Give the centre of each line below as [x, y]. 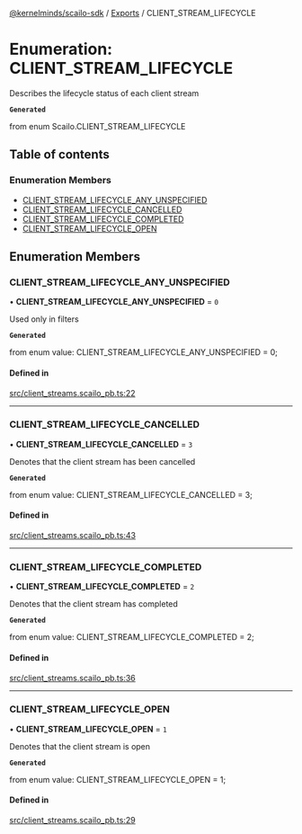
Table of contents [59, 155]
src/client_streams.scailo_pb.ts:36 [73, 678]
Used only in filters [44, 319]
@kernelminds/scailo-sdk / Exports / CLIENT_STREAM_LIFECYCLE [133, 13]
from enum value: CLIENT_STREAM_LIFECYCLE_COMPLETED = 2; [132, 637]
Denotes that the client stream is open [80, 746]
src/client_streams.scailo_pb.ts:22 [73, 393]
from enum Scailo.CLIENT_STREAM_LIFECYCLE [98, 126]
